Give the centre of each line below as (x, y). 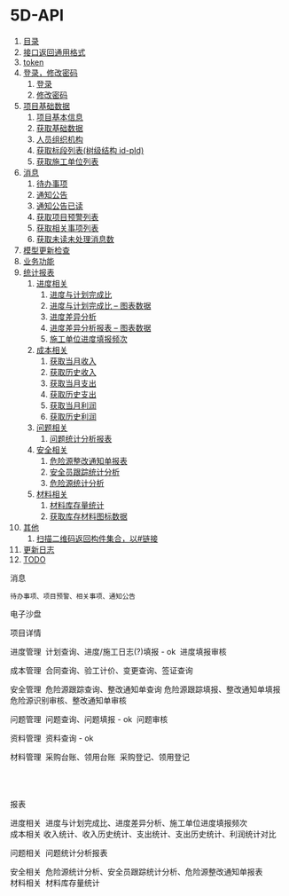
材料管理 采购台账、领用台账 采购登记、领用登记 (100, 757)
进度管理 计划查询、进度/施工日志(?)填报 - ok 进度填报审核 (118, 651)
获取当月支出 (73, 383)
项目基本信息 (59, 117)
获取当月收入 (73, 361)
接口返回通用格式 (54, 52)
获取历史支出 (73, 394)
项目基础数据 (46, 106)
